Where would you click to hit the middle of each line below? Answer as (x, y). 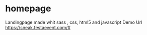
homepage (28, 9)
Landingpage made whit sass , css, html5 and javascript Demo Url (74, 22)
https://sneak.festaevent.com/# (38, 27)
